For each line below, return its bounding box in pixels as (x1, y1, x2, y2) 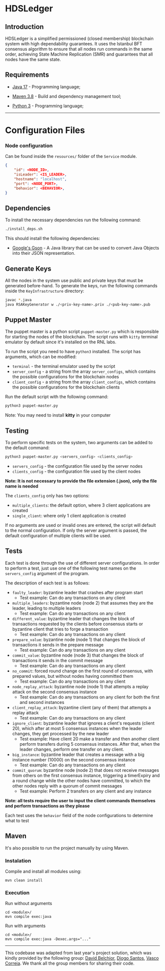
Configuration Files (5, 125, 85, 136)
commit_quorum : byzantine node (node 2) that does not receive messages (12, 767, 160, 773)
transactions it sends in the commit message (12, 657, 103, 663)
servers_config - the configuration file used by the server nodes (12, 463, 143, 469)
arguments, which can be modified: (5, 354, 77, 360)
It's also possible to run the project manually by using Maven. (5, 845, 129, 851)
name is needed (5, 483, 38, 489)
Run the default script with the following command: (5, 394, 109, 400)
